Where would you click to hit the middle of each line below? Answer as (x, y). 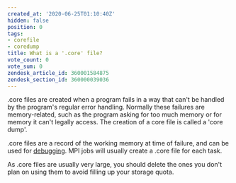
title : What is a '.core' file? (55, 54)
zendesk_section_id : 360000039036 (58, 79)
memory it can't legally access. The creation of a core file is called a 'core (115, 122)
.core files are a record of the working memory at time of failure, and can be (118, 143)
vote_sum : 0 (25, 66)
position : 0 (25, 27)
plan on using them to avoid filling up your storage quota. (91, 172)
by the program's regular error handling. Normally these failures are (106, 107)
